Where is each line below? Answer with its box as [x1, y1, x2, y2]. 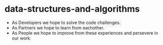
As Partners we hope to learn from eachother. [11, 24, 105, 30]
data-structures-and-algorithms [4, 3, 140, 15]
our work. [11, 35, 31, 41]
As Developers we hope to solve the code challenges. [11, 20, 121, 25]
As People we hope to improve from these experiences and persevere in [11, 30, 158, 36]
